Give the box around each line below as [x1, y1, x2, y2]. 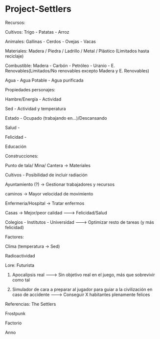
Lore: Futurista [5, 262, 35, 268]
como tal [12, 277, 30, 283]
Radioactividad [5, 253, 35, 258]
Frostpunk [5, 310, 26, 316]
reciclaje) [5, 53, 24, 59]
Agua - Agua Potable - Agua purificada [5, 77, 84, 83]
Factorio [5, 320, 22, 326]
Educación [5, 143, 27, 149]
